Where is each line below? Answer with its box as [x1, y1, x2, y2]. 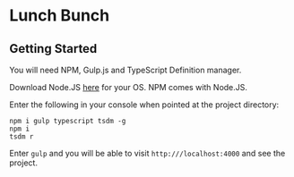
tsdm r [9, 132, 34, 141]
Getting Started [9, 41, 98, 56]
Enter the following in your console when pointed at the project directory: [9, 99, 280, 110]
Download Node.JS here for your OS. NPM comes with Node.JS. [9, 82, 248, 92]
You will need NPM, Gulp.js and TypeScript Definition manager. [9, 64, 242, 75]
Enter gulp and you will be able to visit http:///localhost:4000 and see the [9, 148, 286, 158]
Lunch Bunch [9, 5, 110, 26]
